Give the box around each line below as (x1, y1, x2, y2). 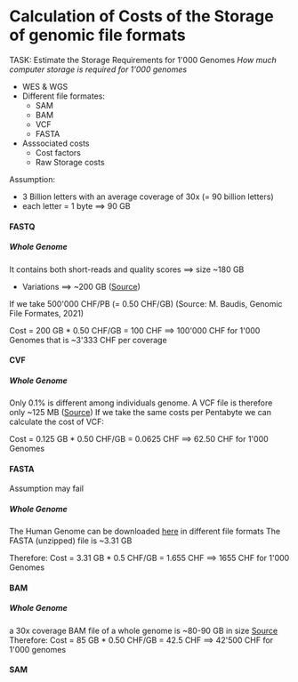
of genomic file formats (9, 25, 186, 45)
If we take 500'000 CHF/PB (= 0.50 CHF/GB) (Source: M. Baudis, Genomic (9, 298, 283, 309)
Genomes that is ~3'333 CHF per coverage (9, 334, 167, 345)
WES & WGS (21, 81, 68, 92)
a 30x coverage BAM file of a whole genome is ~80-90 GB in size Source (9, 625, 278, 636)
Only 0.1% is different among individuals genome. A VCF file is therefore (9, 397, 273, 408)
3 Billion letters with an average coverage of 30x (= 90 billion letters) (21, 191, 274, 202)
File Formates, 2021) (9, 308, 85, 318)
